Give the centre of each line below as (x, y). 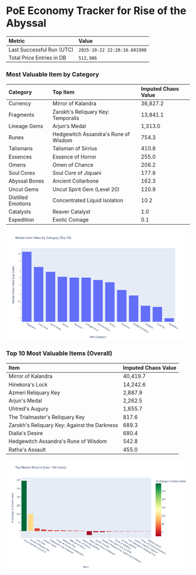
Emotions (20, 204)
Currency (20, 104)
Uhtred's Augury (28, 409)
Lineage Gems (26, 126)
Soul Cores (22, 173)
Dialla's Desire (26, 433)
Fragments (22, 115)
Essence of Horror (74, 157)
